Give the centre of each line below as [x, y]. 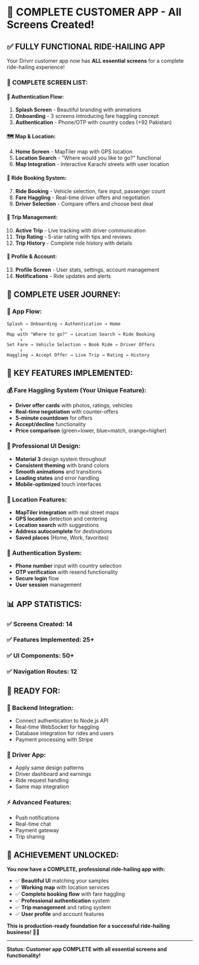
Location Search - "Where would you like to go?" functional [88, 158]
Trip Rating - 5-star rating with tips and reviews [73, 237]
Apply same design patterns [50, 768]
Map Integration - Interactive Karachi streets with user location [92, 164]
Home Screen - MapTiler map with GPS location [74, 152]
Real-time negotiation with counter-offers [67, 412]
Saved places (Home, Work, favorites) [62, 537]
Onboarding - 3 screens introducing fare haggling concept [87, 116]
